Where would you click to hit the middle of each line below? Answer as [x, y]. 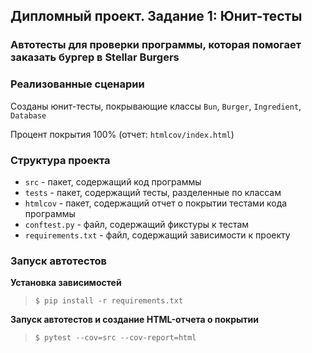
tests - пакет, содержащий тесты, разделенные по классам [153, 192]
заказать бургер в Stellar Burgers [95, 57]
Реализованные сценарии [77, 84]
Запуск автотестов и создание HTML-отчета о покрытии [135, 320]
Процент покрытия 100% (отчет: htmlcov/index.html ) [122, 134]
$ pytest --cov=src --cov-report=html [115, 338]
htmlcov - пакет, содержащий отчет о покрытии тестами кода [156, 203]
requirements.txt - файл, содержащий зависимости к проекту [157, 235]
